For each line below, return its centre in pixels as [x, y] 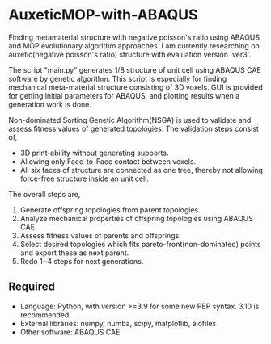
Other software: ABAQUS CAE [70, 332]
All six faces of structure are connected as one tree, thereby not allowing [141, 170]
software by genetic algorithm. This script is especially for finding [118, 78]
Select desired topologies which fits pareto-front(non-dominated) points [140, 244]
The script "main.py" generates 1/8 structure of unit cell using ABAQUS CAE [135, 69]
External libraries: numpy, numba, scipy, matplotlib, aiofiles [118, 323]
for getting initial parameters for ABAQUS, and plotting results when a [124, 95]
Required [32, 287]
